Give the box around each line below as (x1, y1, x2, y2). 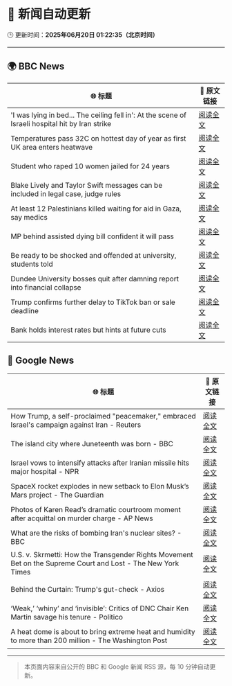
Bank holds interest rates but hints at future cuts (10, 325, 166, 335)
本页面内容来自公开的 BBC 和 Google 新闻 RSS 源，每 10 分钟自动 (23, 662, 210, 671)
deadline (10, 306, 39, 315)
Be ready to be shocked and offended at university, (10, 250, 177, 260)
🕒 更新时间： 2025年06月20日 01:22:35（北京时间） (7, 30, 159, 39)
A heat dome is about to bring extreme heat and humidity (10, 626, 195, 636)
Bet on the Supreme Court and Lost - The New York (10, 559, 180, 568)
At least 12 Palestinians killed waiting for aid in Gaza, (10, 204, 182, 213)
